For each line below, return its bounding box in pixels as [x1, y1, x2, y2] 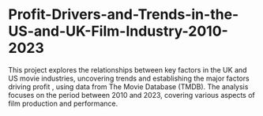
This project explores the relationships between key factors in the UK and [8, 65, 247, 74]
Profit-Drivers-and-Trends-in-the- [8, 6, 239, 24]
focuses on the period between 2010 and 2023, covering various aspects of [8, 90, 255, 99]
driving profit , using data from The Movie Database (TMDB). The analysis [8, 81, 249, 92]
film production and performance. [8, 99, 118, 108]
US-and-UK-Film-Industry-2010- [8, 22, 229, 40]
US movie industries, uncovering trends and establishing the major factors [8, 73, 250, 83]
